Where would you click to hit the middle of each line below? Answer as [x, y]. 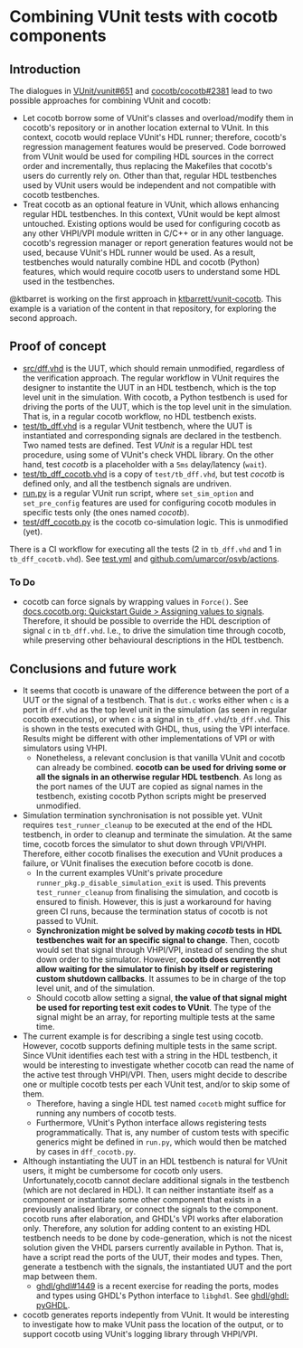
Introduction [45, 69]
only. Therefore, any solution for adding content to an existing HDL [147, 1228]
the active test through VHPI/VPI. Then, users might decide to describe [155, 1074]
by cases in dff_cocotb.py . [86, 1151]
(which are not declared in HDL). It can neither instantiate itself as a [148, 1190]
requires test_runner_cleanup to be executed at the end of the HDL [147, 825]
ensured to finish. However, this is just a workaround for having [154, 901]
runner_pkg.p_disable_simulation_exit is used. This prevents [151, 882]
